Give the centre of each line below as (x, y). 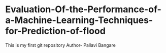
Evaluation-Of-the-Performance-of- (83, 9)
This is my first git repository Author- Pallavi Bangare (60, 45)
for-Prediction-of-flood (55, 31)
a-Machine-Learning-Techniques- (79, 20)
